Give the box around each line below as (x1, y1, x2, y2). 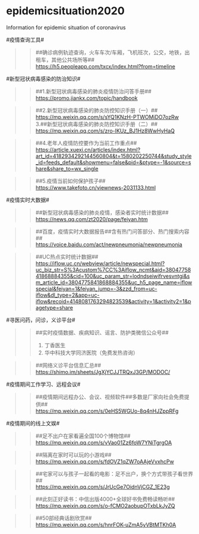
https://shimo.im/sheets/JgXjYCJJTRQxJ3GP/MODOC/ (35, 368, 170, 375)
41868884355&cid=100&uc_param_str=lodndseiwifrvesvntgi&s (35, 272, 190, 279)
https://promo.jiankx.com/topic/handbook (35, 94, 138, 102)
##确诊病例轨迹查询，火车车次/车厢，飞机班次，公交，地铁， (35, 49, 185, 56)
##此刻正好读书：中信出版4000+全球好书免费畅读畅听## (35, 495, 175, 502)
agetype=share (35, 304, 73, 311)
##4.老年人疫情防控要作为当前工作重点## (35, 139, 137, 146)
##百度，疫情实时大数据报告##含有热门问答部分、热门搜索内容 (35, 228, 190, 235)
